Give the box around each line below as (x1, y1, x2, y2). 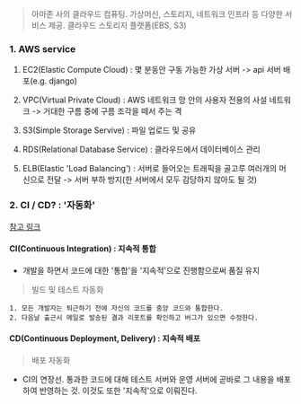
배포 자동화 (31, 355, 71, 365)
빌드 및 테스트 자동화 (31, 284, 104, 294)
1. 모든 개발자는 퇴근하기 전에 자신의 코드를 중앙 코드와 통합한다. (9, 303, 225, 312)
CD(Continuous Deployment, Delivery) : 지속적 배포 (9, 333, 200, 344)
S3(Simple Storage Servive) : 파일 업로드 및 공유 (22, 125, 197, 136)
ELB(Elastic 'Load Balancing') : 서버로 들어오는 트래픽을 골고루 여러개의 (22, 163, 277, 174)
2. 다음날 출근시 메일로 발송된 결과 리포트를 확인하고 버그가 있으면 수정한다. (9, 313, 259, 322)
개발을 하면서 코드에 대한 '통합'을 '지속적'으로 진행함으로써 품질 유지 (22, 265, 261, 276)
